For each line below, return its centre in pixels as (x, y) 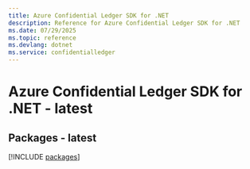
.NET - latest (51, 109)
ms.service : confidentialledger (62, 52)
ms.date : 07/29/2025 (43, 30)
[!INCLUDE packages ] (44, 157)
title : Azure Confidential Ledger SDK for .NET (89, 15)
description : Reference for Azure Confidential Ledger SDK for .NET (124, 23)
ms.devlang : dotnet (41, 45)
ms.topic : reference (43, 38)
